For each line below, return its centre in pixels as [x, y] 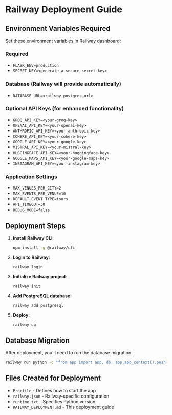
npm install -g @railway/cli [44, 248]
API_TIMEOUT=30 [29, 205]
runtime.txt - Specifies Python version [54, 401]
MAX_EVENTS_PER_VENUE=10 [39, 194]
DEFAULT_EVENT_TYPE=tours [40, 199]
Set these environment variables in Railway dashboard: [63, 41]
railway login [28, 267]
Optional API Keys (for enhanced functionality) [65, 108]
